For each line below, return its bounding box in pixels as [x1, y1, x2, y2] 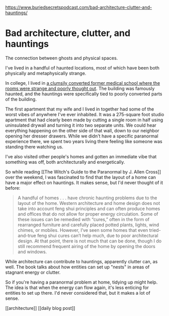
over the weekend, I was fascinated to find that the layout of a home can [5, 174, 156, 180]
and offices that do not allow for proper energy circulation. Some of [17, 210, 158, 217]
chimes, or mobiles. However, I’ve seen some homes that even [17, 227, 148, 233]
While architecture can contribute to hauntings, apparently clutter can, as [5, 258, 158, 264]
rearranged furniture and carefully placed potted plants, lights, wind [17, 222, 159, 228]
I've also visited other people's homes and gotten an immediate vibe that [5, 153, 157, 159]
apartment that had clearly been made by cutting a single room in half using [5, 117, 163, 123]
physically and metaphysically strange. [5, 70, 87, 76]
